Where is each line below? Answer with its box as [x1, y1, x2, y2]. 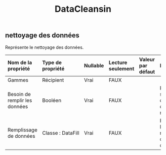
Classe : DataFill [41, 129, 80, 136]
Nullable [83, 62, 104, 69]
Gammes [7, 76, 29, 83]
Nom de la [7, 59, 32, 66]
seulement [108, 65, 134, 72]
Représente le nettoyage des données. [5, 44, 84, 50]
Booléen [41, 97, 62, 104]
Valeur [139, 56, 155, 62]
